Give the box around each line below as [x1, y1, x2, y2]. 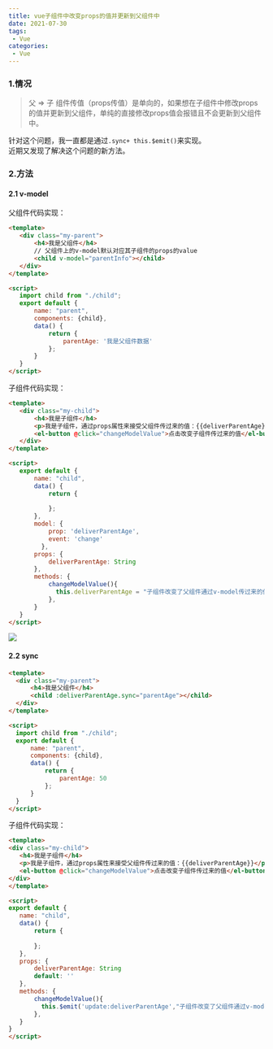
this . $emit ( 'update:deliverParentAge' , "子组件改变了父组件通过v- [41, 1002, 253, 1011]
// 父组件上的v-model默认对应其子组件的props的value [33, 247, 197, 255]
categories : [8, 42, 49, 50]
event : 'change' [48, 534, 104, 543]
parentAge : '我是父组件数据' [63, 337, 153, 346]
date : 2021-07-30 [8, 20, 67, 28]
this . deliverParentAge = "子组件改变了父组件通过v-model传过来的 [55, 588, 263, 596]
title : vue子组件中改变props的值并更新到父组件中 [8, 11, 160, 20]
